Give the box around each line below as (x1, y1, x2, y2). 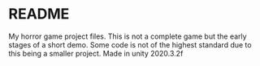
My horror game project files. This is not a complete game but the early (8, 31, 247, 41)
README (8, 5, 70, 23)
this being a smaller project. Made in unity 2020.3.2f (8, 48, 184, 58)
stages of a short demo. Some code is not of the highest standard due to (8, 39, 252, 49)
